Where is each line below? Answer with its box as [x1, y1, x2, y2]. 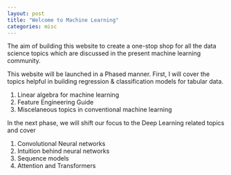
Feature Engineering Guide [17, 98, 94, 107]
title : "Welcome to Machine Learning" [7, 17, 119, 24]
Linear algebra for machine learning [17, 91, 120, 99]
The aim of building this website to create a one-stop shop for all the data [7, 42, 216, 50]
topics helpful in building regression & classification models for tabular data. [7, 77, 223, 86]
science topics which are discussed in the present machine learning [7, 49, 201, 57]
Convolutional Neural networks [17, 140, 106, 148]
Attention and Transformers [17, 162, 96, 170]
